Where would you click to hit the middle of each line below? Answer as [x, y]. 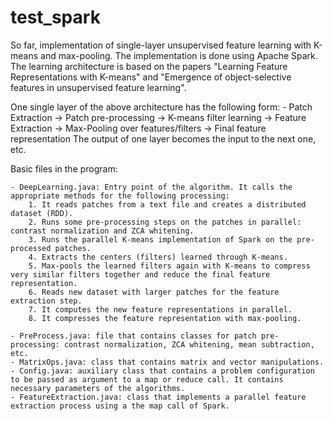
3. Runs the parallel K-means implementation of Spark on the [160, 239]
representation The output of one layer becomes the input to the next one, [163, 138]
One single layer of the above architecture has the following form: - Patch [161, 107]
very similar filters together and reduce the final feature [140, 274]
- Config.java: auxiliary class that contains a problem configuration [162, 371]
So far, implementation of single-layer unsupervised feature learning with [161, 45]
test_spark [55, 17]
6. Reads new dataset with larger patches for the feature [154, 292]
